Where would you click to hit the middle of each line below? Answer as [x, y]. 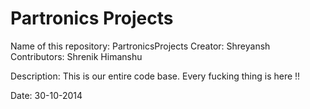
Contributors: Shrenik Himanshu [76, 56]
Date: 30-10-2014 [46, 95]
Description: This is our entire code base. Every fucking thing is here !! [155, 76]
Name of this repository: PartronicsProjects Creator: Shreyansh [140, 46]
